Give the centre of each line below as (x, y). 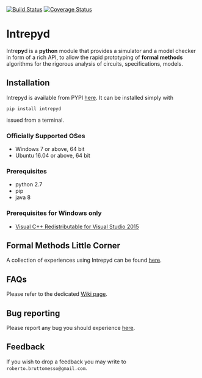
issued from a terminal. (35, 120)
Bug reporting (33, 313)
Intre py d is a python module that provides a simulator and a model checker (101, 51)
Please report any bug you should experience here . (71, 328)
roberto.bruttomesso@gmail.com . (47, 368)
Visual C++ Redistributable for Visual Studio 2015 (77, 226)
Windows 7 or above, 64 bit (50, 149)
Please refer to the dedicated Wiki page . (57, 294)
